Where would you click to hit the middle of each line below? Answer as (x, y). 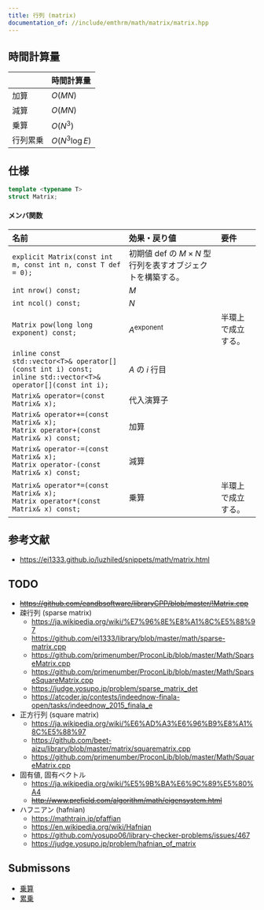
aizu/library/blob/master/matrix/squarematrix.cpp (111, 748)
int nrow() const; (46, 291)
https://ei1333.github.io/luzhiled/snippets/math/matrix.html (114, 559)
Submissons (39, 869)
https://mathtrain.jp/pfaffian (76, 818)
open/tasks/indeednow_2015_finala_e (92, 705)
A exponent (146, 329)
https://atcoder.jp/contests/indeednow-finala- (106, 696)
